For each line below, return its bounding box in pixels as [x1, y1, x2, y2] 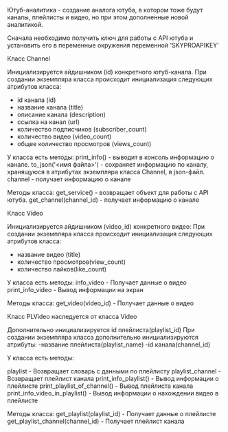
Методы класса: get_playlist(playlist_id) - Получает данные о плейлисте [7, 410, 216, 418]
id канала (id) [16, 96, 56, 104]
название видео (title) [16, 251, 81, 258]
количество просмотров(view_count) [16, 258, 126, 266]
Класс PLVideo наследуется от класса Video [7, 313, 137, 320]
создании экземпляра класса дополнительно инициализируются [7, 333, 199, 341]
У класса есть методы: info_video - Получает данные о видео [7, 278, 187, 287]
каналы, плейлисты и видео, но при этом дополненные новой [7, 13, 189, 21]
